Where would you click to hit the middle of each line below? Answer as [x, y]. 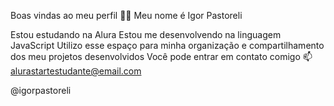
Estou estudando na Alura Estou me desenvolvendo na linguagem [146, 34]
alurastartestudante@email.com [76, 71]
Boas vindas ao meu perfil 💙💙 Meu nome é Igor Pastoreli [126, 15]
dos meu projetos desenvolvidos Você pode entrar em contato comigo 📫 [161, 56]
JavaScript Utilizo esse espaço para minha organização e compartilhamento [167, 45]
